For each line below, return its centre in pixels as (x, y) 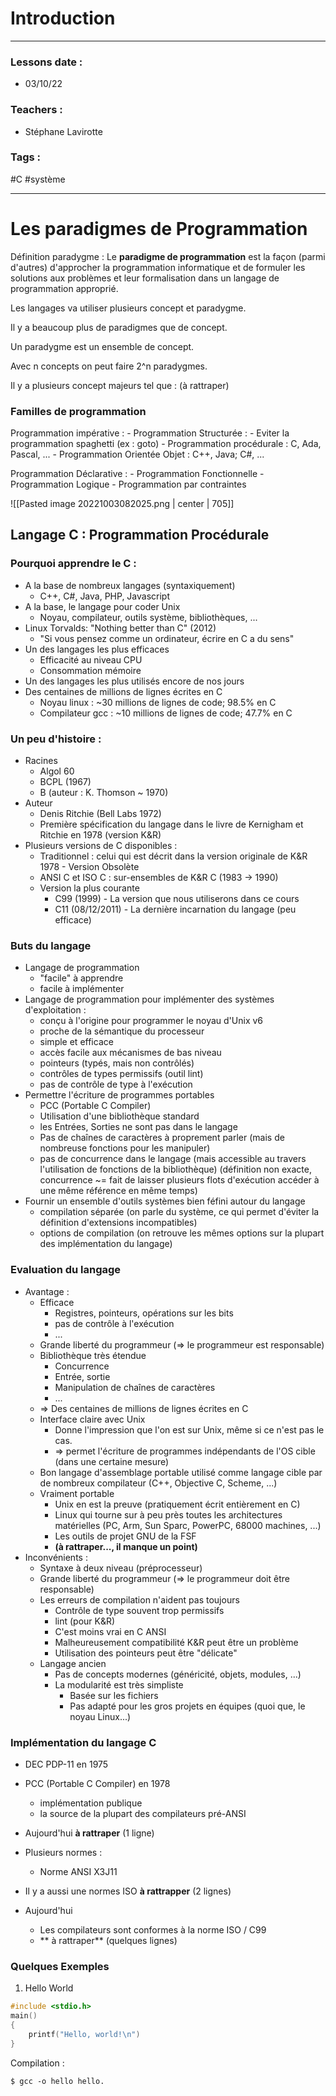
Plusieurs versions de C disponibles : (101, 846)
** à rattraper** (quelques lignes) (108, 1940)
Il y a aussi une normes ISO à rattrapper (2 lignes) (128, 1891)
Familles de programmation (78, 411)
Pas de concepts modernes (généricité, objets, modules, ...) (178, 1674)
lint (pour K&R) (85, 1621)
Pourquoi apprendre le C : (73, 564)
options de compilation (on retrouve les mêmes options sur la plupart (182, 1233)
